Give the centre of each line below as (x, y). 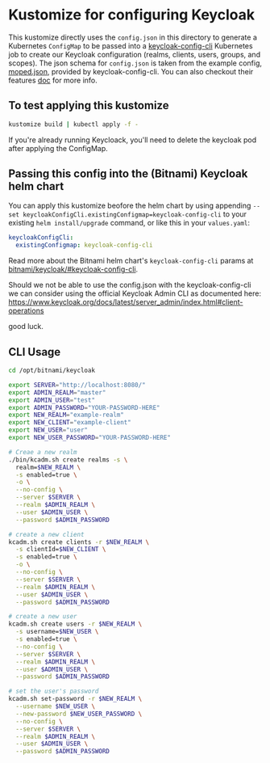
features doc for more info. (53, 80)
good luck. (26, 327)
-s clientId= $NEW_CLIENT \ (61, 550)
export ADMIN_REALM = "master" (57, 392)
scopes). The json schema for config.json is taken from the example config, (135, 63)
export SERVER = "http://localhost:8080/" (77, 385)
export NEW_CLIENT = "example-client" (70, 423)
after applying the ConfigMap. (58, 148)
